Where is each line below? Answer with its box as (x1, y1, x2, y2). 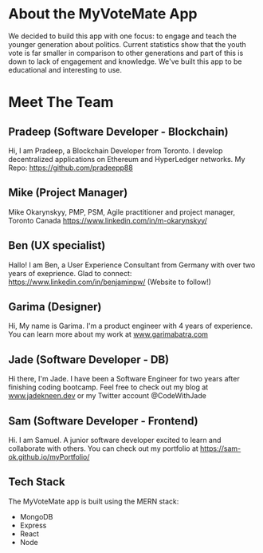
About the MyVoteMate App (8, 5, 198, 23)
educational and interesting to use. (8, 65, 122, 74)
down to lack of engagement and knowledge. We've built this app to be (8, 57, 242, 66)
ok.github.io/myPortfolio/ (8, 452, 90, 461)
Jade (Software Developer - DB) (8, 353, 170, 366)
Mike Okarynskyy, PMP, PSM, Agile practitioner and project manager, (8, 207, 235, 216)
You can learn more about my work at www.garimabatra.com (8, 330, 209, 339)
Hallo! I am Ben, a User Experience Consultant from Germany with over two (8, 260, 256, 270)
